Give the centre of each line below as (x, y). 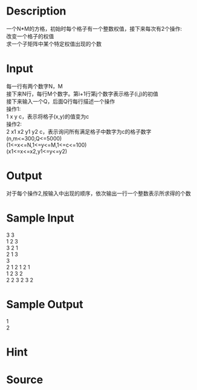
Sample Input (40, 218)
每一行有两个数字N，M (35, 86)
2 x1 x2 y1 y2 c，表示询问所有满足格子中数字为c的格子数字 (79, 131)
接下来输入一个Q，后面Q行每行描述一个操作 (61, 101)
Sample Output (45, 304)
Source (25, 380)
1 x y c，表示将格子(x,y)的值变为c (48, 116)
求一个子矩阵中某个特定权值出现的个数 (54, 44)
